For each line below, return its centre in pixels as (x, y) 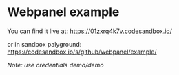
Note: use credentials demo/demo (56, 65)
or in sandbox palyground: (44, 44)
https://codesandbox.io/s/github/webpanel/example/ (82, 52)
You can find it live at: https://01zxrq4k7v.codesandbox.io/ (89, 31)
